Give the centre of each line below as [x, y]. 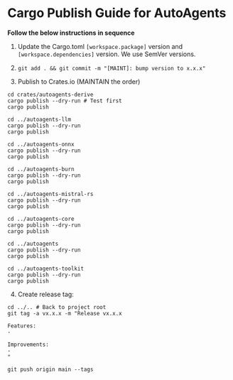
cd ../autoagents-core [41, 219]
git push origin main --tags [50, 369]
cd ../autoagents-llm [39, 119]
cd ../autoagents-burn [41, 169]
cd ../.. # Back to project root [57, 307]
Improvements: [28, 344]
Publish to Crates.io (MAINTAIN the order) [79, 81]
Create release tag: [46, 294]
